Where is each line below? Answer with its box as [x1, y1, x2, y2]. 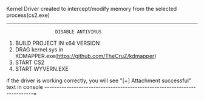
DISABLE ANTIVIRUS [55, 29, 102, 35]
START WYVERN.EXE [15, 65, 69, 72]
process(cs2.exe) [6, 11, 50, 19]
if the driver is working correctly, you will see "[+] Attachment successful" [6, 77, 192, 84]
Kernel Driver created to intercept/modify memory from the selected [6, 5, 177, 12]
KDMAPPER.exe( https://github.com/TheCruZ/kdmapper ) [15, 53, 157, 59]
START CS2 [15, 59, 44, 66]
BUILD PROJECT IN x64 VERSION [15, 39, 100, 47]
